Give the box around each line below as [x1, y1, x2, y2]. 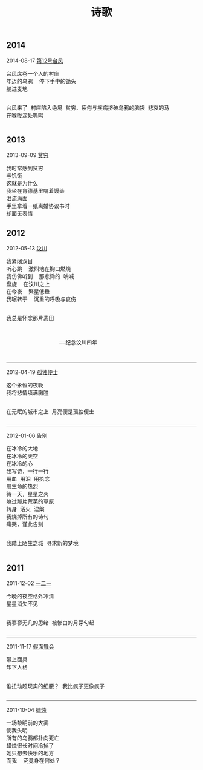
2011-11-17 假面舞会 [6, 643, 54, 651]
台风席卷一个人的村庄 [6, 70, 59, 77]
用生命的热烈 [6, 483, 38, 490]
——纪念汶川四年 [59, 339, 98, 346]
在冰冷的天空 [6, 453, 38, 460]
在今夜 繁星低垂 [6, 289, 50, 295]
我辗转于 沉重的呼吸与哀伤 [6, 296, 77, 303]
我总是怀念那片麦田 [6, 315, 54, 322]
